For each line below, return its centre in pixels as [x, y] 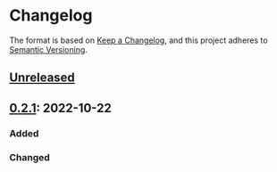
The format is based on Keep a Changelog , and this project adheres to [138, 40]
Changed [30, 157]
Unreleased [42, 78]
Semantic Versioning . [48, 49]
